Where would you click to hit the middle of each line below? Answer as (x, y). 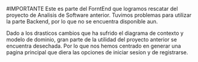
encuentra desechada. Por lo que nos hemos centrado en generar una (94, 46)
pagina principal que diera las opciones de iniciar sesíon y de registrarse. (97, 52)
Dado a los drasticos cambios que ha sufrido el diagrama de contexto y (95, 33)
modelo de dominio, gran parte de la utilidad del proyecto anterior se (91, 39)
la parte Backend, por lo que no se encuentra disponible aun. (82, 21)
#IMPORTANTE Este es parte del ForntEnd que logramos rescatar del (92, 9)
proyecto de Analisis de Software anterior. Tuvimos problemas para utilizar (99, 15)
